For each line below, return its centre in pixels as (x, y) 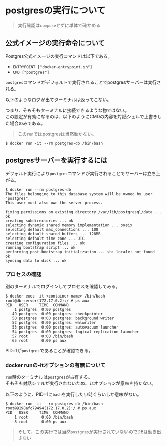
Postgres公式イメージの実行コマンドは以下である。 (59, 56)
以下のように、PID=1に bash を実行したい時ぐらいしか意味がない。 (73, 394)
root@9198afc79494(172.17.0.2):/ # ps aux (51, 408)
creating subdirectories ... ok (39, 221)
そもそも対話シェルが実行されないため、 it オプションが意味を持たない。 (81, 383)
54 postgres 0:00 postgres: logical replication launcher (75, 332)
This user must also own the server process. (54, 203)
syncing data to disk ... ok (36, 261)
